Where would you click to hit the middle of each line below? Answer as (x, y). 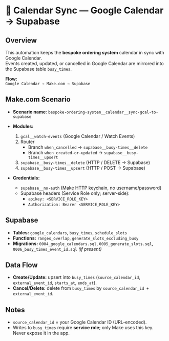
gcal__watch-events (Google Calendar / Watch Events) (78, 136)
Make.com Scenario (38, 99)
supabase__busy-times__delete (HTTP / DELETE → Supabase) (85, 162)
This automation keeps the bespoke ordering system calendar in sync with (85, 53)
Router (27, 142)
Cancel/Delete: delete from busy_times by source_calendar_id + (81, 288)
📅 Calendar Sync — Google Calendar (84, 11)
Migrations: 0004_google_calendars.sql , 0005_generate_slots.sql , (83, 244)
